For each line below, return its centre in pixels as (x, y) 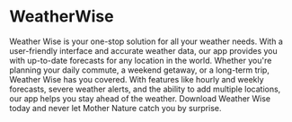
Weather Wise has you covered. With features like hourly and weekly (137, 79)
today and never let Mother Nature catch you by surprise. (115, 108)
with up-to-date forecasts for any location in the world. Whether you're (141, 60)
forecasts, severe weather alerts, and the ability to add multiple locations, (145, 89)
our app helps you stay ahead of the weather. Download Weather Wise (140, 98)
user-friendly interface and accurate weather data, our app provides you (144, 50)
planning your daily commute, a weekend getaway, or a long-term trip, (139, 70)
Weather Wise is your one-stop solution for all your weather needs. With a (146, 41)
